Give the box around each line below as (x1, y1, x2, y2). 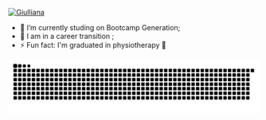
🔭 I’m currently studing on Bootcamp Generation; (19, 23, 181, 32)
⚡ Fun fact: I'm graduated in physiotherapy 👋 (19, 41, 166, 49)
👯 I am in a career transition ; (19, 32, 115, 41)
